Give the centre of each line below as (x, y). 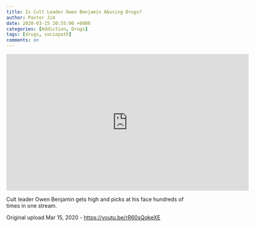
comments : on (23, 40)
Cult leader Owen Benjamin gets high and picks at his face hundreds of (95, 199)
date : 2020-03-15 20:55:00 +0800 (48, 23)
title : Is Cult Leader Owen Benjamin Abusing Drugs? (74, 12)
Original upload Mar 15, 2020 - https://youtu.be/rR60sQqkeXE (83, 217)
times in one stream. (32, 206)
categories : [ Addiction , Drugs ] (47, 29)
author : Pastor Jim (31, 18)
